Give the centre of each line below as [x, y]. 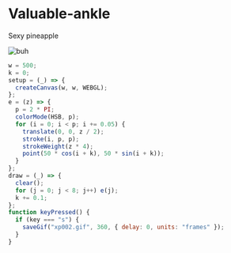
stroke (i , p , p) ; [51, 139]
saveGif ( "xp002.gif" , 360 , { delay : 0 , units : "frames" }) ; [123, 227]
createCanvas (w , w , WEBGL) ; [62, 88]
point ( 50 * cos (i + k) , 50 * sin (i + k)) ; [93, 154]
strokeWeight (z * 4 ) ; [58, 146]
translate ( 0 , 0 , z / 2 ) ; [63, 131]
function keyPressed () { [49, 213]
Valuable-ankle [59, 14]
